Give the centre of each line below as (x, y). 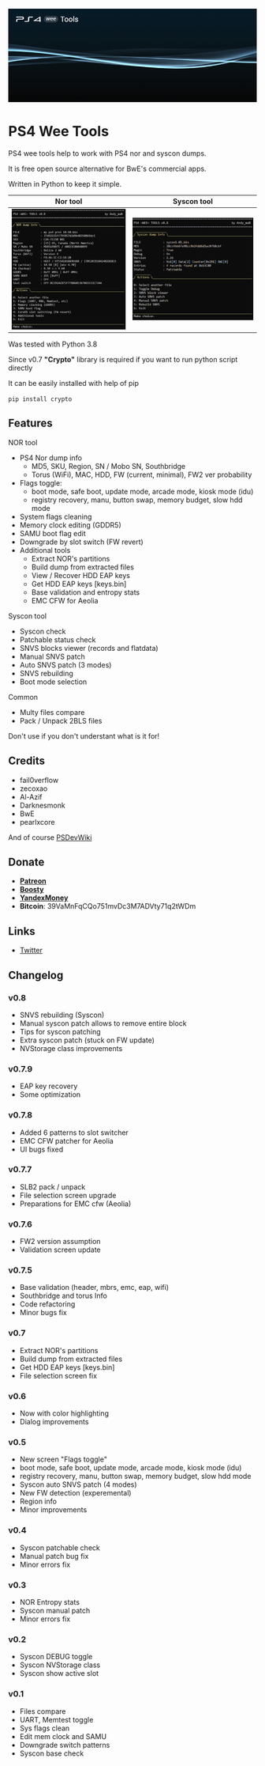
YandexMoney (44, 898)
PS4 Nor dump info (51, 458)
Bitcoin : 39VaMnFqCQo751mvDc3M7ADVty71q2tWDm (108, 906)
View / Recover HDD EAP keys (80, 575)
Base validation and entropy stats (86, 592)
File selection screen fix (58, 1375)
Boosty (32, 890)
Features (30, 424)
